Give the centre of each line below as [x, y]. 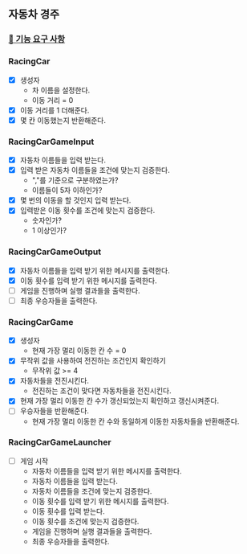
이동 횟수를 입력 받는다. [69, 511]
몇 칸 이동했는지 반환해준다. [63, 120]
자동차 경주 [34, 14]
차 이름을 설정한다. [61, 90]
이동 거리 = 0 [53, 100]
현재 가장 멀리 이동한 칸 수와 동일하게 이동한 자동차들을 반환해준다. [136, 421]
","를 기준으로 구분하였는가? [75, 180]
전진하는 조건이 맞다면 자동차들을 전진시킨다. [101, 391]
